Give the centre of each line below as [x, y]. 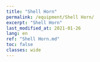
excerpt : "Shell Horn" [34, 22]
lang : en [17, 34]
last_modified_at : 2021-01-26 [44, 28]
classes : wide [24, 50]
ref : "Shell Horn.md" [33, 39]
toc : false [20, 45]
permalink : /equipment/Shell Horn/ [50, 17]
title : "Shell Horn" [32, 12]
